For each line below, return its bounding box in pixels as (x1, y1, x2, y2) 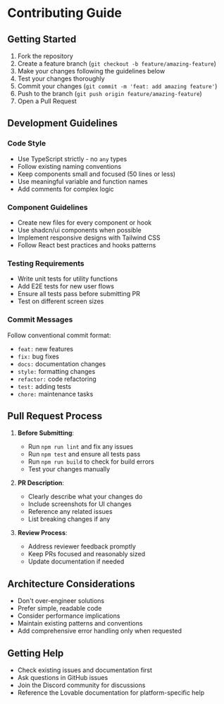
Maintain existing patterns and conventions (17, 619, 143, 628)
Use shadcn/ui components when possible (17, 225, 142, 234)
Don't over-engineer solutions (17, 597, 105, 605)
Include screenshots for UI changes (27, 500, 132, 508)
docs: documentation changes (17, 359, 106, 368)
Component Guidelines (7, 202, 88, 212)
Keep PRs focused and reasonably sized (27, 550, 146, 558)
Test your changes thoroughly (17, 74, 105, 83)
